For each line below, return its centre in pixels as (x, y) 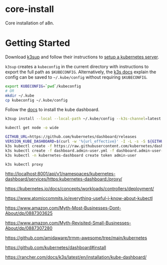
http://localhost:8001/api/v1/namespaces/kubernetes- (60, 174)
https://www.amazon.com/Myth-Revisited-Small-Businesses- (68, 223)
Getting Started (38, 43)
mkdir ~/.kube (20, 96)
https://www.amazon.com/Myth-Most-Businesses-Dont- (63, 208)
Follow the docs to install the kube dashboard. (52, 110)
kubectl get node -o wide (32, 128)
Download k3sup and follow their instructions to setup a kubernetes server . (82, 57)
